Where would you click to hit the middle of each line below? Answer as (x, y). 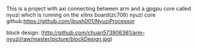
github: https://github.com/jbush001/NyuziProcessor (71, 21)
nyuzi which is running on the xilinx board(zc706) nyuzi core (81, 15)
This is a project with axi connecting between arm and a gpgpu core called (98, 9)
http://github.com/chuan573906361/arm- (94, 33)
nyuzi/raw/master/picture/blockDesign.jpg (59, 39)
